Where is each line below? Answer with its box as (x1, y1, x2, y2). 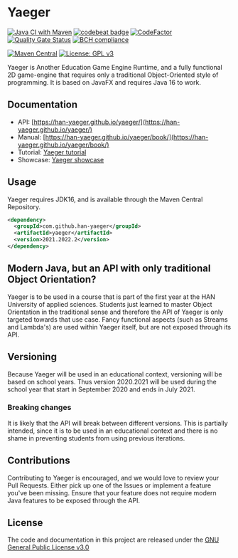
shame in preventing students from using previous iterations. (7, 433, 185, 442)
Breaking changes (7, 403, 72, 413)
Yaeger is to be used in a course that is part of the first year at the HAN (7, 293, 215, 301)
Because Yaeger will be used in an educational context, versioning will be (7, 369, 222, 378)
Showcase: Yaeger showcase (17, 155, 104, 164)
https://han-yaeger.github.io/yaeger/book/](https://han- (45, 132, 209, 141)
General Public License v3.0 (7, 543, 90, 552)
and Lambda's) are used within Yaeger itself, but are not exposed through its (7, 322, 232, 331)
